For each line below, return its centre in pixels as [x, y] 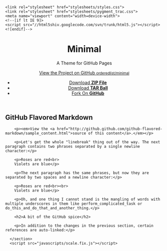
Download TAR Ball [88, 88]
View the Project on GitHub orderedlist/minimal [84, 72]
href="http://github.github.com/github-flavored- [110, 129]
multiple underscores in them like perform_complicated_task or [74, 204]
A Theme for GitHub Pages [84, 63]
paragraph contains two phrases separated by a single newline [73, 147]
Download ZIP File [88, 82]
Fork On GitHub [88, 93]
